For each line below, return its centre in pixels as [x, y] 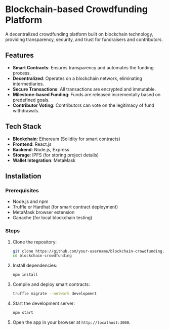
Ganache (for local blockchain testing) [52, 218]
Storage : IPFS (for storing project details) [56, 155]
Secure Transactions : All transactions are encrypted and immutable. [84, 89]
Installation [23, 176]
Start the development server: [44, 303]
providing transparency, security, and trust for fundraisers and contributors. [84, 39]
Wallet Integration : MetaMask [44, 160]
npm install [25, 275]
